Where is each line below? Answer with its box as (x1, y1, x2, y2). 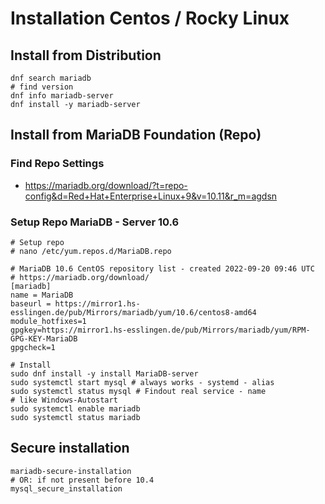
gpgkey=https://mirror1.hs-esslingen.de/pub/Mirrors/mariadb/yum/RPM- (10, 325, 311, 335)
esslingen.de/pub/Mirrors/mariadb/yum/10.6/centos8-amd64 (10, 307, 257, 317)
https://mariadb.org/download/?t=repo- (24, 179, 188, 191)
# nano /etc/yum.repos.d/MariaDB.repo (10, 246, 172, 256)
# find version (10, 82, 74, 92)
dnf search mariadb (10, 73, 92, 83)
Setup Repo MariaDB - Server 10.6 (10, 215, 180, 229)
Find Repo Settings (10, 157, 105, 171)
